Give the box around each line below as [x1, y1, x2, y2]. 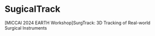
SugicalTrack [4, 3, 61, 15]
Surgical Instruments [4, 25, 47, 31]
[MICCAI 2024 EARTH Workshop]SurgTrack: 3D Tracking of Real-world [4, 20, 151, 26]
